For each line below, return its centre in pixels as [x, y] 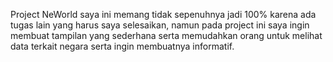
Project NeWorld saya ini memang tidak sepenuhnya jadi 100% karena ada [163, 14]
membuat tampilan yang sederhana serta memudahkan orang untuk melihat [166, 35]
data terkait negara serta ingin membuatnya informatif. [122, 46]
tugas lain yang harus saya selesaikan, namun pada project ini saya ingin [160, 25]
